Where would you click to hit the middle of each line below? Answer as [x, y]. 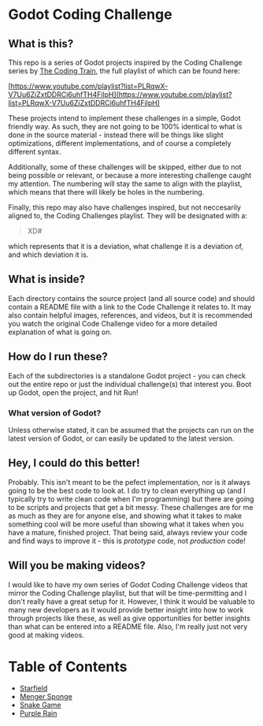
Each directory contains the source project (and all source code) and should [131, 298]
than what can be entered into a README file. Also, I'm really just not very [128, 626]
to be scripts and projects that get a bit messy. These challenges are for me [131, 507]
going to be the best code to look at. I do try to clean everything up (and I [127, 490]
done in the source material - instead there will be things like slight [116, 135]
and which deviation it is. [48, 255]
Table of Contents [68, 666]
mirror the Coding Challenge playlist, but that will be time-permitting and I [127, 593]
